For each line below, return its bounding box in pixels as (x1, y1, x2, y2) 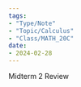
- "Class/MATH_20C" (8, 34, 75, 43)
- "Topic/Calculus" (8, 27, 75, 35)
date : (8, 42, 27, 50)
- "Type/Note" (8, 19, 57, 27)
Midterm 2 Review (8, 72, 69, 81)
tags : (8, 11, 27, 20)
